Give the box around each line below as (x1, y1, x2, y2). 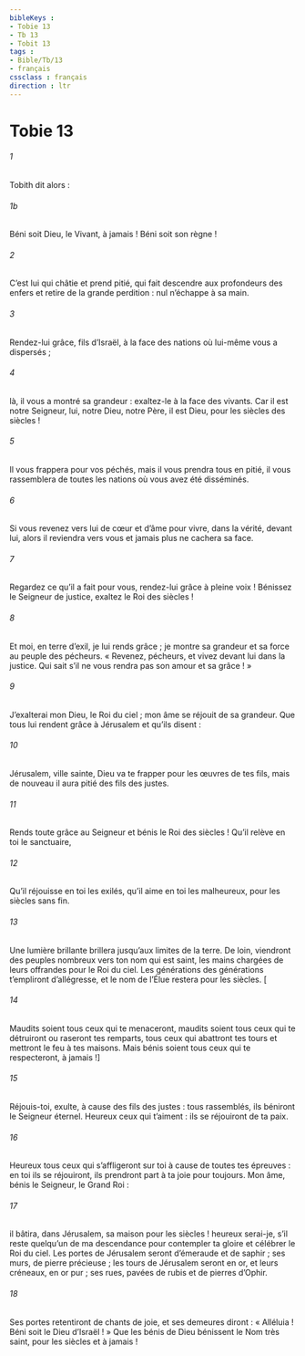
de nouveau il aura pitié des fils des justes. (9, 777, 170, 789)
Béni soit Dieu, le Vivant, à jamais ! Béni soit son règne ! (9, 229, 218, 240)
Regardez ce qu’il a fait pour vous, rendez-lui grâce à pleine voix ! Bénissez (9, 581, 292, 593)
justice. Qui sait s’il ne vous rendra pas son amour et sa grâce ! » (9, 660, 252, 671)
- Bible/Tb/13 (9, 56, 64, 65)
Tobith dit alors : (9, 180, 70, 191)
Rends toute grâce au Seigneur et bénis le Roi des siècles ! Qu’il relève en (9, 827, 286, 838)
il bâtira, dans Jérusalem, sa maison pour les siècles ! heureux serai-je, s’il (9, 1228, 289, 1239)
